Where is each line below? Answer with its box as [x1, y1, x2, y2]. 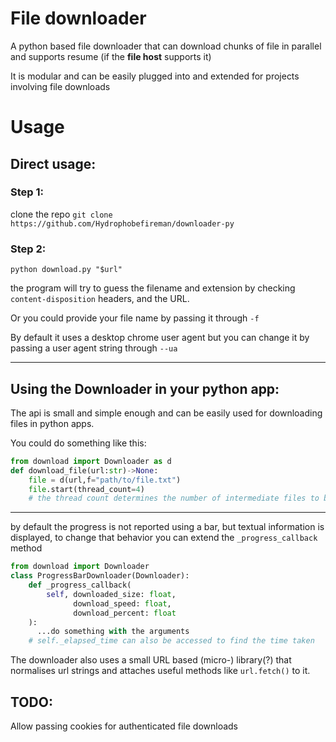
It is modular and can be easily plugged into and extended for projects [10, 70, 300, 82]
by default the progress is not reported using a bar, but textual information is [10, 521, 325, 533]
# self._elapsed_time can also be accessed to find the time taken [28, 636, 315, 646]
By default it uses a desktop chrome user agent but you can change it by [10, 332, 310, 344]
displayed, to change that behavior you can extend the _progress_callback [10, 532, 318, 544]
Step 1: [10, 185, 44, 199]
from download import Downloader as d [10, 456, 172, 466]
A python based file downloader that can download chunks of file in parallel [10, 40, 322, 52]
